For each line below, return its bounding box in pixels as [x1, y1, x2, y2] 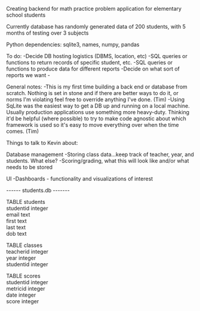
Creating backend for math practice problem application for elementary [6, 5, 182, 12]
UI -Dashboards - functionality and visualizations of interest [6, 175, 153, 182]
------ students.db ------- [6, 187, 70, 194]
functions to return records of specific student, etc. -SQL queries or [6, 59, 173, 66]
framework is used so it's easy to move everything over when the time [6, 121, 179, 128]
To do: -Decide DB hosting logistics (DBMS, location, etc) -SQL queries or [6, 53, 188, 59]
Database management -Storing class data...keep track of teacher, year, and [6, 151, 194, 158]
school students [6, 11, 46, 19]
